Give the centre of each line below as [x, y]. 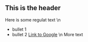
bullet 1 [19, 29]
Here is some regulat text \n [33, 20]
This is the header [33, 8]
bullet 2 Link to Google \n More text [48, 34]
